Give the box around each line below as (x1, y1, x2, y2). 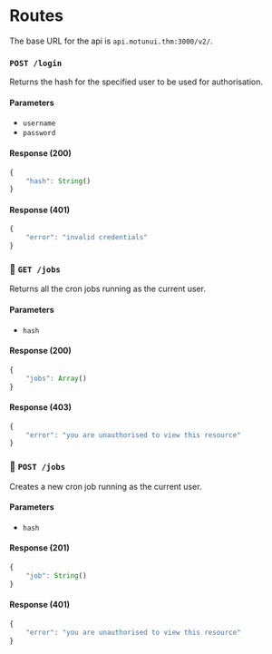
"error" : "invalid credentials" (25, 233, 148, 242)
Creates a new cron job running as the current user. (9, 481, 202, 492)
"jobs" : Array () (25, 374, 88, 383)
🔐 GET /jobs (9, 263, 61, 276)
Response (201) (9, 542, 70, 553)
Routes (9, 5, 63, 26)
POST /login (9, 58, 63, 68)
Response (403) (9, 402, 73, 413)
